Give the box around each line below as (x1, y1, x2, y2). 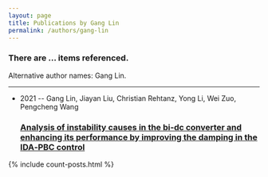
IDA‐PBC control (19, 141, 85, 152)
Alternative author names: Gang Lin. (8, 71, 127, 80)
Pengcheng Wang (19, 102, 79, 111)
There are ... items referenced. (8, 52, 129, 63)
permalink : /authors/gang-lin (8, 26, 109, 34)
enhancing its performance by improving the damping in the (19, 132, 258, 143)
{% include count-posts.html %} (8, 160, 114, 169)
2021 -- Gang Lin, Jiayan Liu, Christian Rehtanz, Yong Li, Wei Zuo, (19, 93, 237, 103)
